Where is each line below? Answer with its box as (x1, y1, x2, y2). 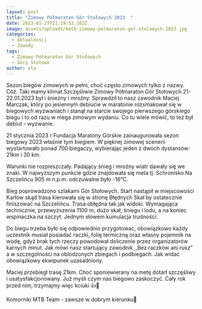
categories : (6, 31, 36, 37)
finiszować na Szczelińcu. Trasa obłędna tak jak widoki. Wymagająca (6, 200, 178, 207)
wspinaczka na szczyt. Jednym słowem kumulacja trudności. (6, 213, 158, 221)
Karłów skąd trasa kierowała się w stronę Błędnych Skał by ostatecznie (6, 194, 183, 201)
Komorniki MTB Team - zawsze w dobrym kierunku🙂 (6, 296, 137, 303)
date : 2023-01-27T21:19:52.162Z (6, 20, 87, 26)
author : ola (6, 65, 36, 71)
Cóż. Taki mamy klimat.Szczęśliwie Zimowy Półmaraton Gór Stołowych (6, 88, 182, 96)
